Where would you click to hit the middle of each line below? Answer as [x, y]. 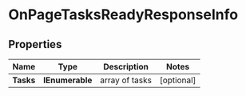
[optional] [178, 80]
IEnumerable [68, 80]
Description [126, 67]
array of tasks [125, 80]
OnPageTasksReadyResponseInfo [123, 15]
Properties [35, 44]
